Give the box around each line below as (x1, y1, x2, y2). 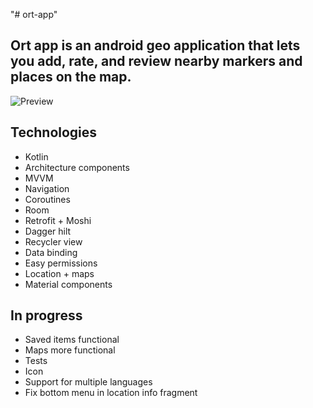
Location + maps (24, 267, 95, 279)
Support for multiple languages (24, 376, 153, 388)
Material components (24, 278, 113, 290)
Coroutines (24, 193, 71, 205)
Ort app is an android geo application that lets (10, 37, 301, 54)
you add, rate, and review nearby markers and (10, 53, 303, 70)
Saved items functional (24, 334, 120, 346)
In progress (10, 307, 83, 324)
